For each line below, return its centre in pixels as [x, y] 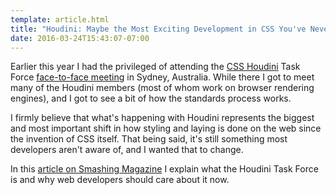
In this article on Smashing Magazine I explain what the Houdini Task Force [164, 169]
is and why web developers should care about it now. [120, 180]
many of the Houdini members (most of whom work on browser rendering [162, 88]
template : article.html [60, 19]
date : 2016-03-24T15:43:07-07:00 [80, 38]
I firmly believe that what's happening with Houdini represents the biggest [162, 118]
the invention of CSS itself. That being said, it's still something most [149, 139]
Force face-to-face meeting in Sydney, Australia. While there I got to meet [162, 77]
